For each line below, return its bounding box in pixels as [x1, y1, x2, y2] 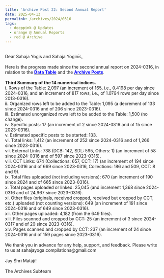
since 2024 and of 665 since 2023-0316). [5, 179, 90, 185]
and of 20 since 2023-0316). [16, 221, 74, 227]
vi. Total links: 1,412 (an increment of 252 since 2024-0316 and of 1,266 [5, 137, 150, 143]
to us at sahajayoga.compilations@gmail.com [5, 247, 97, 253]
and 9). [5, 169, 20, 174]
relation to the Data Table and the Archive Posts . [5, 69, 105, 75]
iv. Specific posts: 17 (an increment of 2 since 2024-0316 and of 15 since [5, 121, 152, 127]
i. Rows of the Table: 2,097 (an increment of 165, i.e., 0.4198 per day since [5, 85, 155, 91]
